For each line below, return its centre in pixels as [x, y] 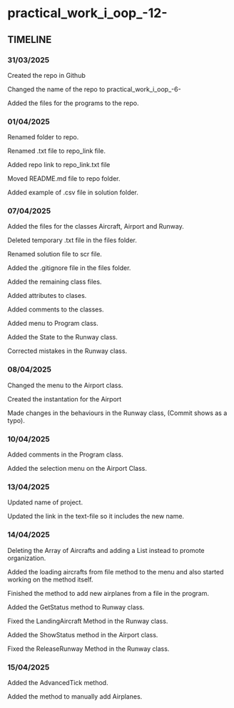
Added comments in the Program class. [65, 454]
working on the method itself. [50, 579]
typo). [16, 420]
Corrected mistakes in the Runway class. [67, 351]
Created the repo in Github [46, 75]
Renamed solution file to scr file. [55, 254]
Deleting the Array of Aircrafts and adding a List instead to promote [106, 550]
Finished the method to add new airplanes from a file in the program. [108, 593]
